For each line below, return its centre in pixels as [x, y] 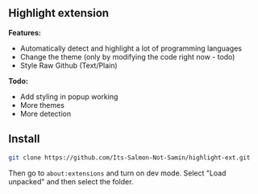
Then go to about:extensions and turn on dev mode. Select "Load [117, 173]
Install [24, 139]
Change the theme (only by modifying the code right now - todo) [127, 56]
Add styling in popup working [69, 97]
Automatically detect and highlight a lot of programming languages [131, 48]
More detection [45, 114]
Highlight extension [59, 13]
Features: [25, 32]
